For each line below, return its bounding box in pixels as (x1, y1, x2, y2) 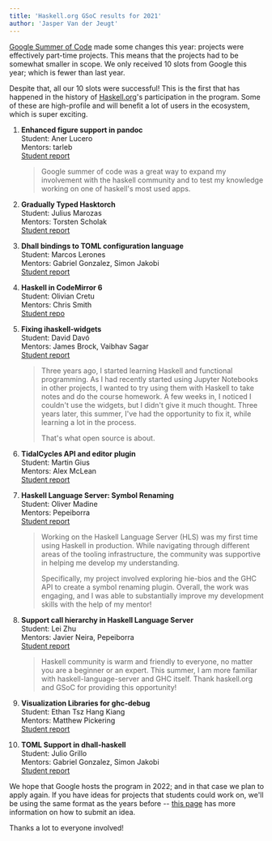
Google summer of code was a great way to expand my (40, 166, 227, 176)
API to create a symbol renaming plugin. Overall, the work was (40, 581, 249, 592)
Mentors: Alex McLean (20, 466, 96, 475)
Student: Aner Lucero (20, 133, 93, 143)
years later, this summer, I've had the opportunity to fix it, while (40, 409, 252, 418)
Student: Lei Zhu (20, 624, 76, 633)
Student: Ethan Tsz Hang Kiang (20, 706, 125, 716)
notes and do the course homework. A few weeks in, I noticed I (40, 391, 252, 401)
